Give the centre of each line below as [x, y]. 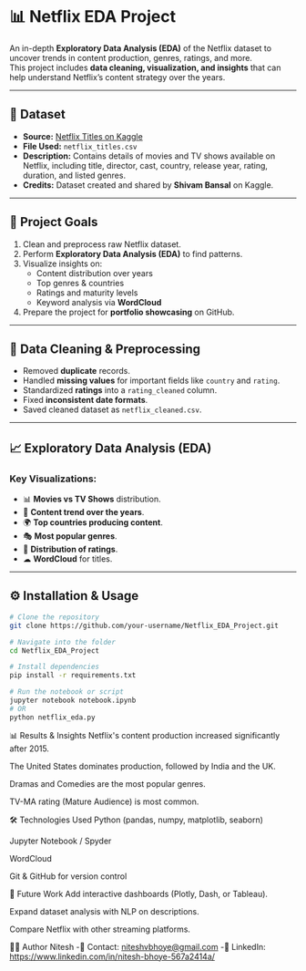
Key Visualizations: [53, 479]
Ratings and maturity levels [87, 293]
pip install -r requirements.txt [73, 676]
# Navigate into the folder [63, 642]
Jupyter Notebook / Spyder [61, 841]
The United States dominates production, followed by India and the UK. [143, 766]
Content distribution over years [94, 273]
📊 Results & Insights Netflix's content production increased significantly [145, 735]
